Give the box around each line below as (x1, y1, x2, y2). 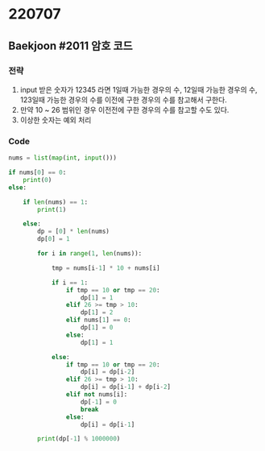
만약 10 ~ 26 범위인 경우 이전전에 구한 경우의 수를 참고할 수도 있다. (19, 105, 230, 114)
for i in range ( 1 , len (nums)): (37, 250, 143, 258)
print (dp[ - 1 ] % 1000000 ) (37, 435, 121, 443)
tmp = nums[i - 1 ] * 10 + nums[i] (51, 263, 160, 272)
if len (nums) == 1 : (23, 198, 89, 206)
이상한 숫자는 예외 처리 (19, 114, 92, 125)
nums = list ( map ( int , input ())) (8, 154, 117, 162)
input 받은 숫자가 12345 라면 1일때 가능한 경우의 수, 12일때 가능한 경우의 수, (19, 85, 258, 94)
